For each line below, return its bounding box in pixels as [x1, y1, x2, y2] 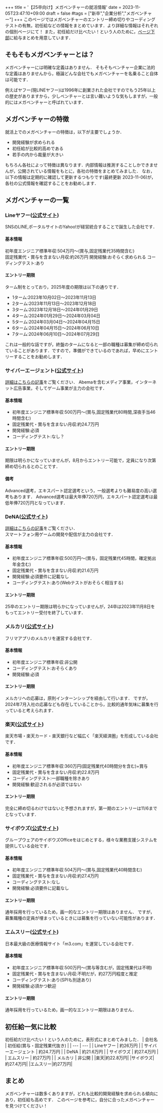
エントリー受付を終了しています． [18, 610, 86, 615]
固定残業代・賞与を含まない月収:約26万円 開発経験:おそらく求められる [5, 254, 146, 260]
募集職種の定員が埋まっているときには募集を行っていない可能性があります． [5, 915, 158, 921]
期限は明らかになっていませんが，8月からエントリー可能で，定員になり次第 [5, 457, 157, 463]
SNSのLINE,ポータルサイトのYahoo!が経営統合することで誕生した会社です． [5, 224, 157, 230]
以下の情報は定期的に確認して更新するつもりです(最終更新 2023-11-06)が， [5, 174, 156, 180]
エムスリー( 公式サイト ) [5, 929, 59, 935]
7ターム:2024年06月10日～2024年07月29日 [12, 331, 100, 337]
